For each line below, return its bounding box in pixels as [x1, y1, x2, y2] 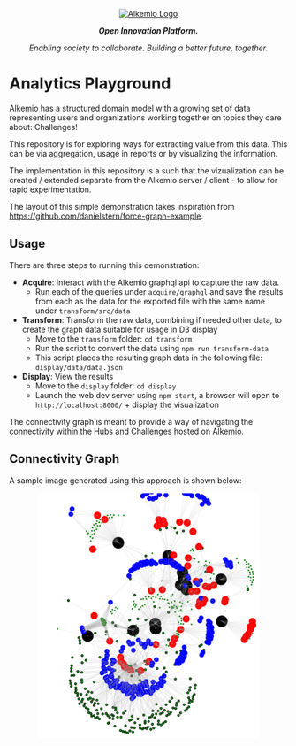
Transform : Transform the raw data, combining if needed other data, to [21, 314, 283, 325]
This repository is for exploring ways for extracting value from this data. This [9, 138, 288, 150]
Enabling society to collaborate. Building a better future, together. [29, 42, 268, 53]
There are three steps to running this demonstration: [9, 259, 200, 270]
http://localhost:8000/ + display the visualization [34, 399, 219, 410]
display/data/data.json [34, 363, 124, 372]
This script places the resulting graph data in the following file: [34, 352, 263, 363]
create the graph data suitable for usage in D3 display [21, 324, 218, 335]
